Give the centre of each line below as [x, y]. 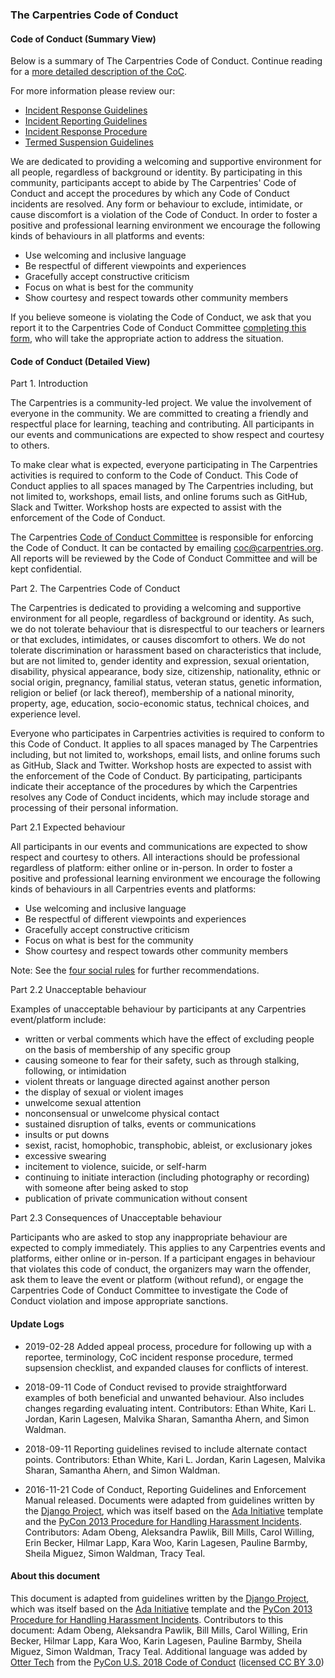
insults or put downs [67, 1135]
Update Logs [37, 1324]
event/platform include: [58, 1020]
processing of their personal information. [94, 808]
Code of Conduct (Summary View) [83, 39]
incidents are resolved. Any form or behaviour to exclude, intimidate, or [156, 204]
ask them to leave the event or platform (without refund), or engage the [157, 1280]
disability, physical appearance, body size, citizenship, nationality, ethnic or [165, 672]
